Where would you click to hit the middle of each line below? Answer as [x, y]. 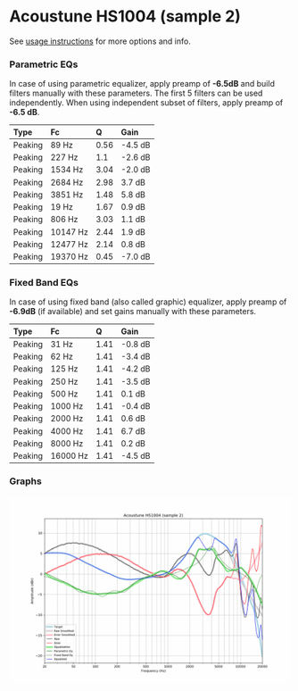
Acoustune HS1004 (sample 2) [125, 17]
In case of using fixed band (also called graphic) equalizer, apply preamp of [148, 302]
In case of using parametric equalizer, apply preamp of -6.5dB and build [142, 84]
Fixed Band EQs [44, 282]
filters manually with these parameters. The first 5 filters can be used [136, 93]
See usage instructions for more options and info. [100, 41]
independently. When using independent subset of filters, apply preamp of [146, 103]
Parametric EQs [44, 64]
